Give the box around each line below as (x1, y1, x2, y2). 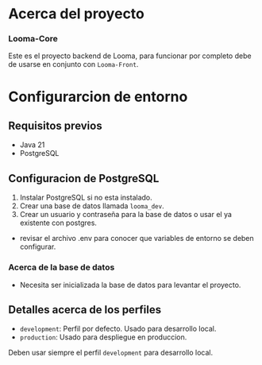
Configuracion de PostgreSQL (8, 172, 160, 185)
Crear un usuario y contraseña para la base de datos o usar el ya (19, 210, 233, 219)
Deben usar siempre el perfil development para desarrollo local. (8, 348, 214, 358)
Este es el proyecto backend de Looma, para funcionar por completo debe (8, 51, 252, 60)
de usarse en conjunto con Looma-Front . (8, 60, 139, 69)
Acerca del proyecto (8, 5, 145, 23)
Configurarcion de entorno (8, 87, 188, 106)
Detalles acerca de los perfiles (8, 303, 162, 316)
